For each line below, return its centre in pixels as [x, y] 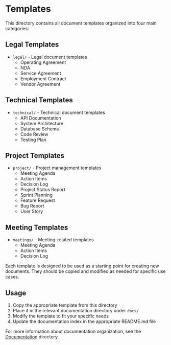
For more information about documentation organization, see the [73, 331]
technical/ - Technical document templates [59, 112]
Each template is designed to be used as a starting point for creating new [82, 266]
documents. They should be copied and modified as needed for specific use [86, 271]
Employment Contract [43, 78]
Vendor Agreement [40, 84]
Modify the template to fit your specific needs [60, 316]
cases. [12, 277]
